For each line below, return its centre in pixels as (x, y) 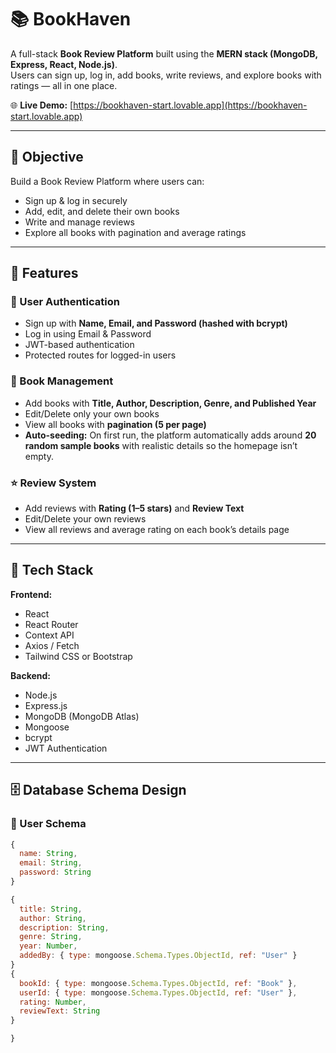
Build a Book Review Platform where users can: (107, 181)
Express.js (46, 705)
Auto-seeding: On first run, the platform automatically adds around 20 (170, 435)
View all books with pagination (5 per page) (115, 424)
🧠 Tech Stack (52, 570)
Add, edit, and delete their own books (102, 211)
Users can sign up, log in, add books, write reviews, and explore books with (166, 75)
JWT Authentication (66, 748)
